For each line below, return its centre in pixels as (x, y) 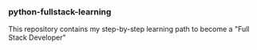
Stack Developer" (37, 37)
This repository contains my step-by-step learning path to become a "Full (129, 29)
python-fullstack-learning (60, 12)
